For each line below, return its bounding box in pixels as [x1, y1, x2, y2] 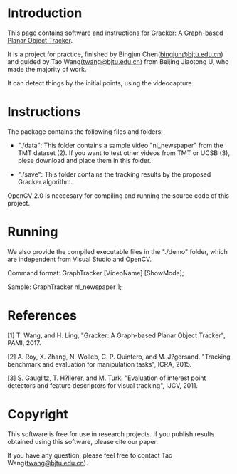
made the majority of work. [7, 65, 87, 73]
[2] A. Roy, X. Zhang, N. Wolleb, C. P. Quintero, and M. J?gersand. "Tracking [7, 352, 231, 361]
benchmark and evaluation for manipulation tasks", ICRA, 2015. [7, 359, 192, 368]
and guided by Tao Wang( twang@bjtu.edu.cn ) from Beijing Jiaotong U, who [7, 57, 229, 65]
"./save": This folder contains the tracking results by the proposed [17, 169, 211, 179]
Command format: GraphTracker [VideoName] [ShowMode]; [7, 268, 184, 277]
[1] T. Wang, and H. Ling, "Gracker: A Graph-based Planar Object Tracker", [7, 331, 226, 339]
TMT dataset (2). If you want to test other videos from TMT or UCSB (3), [17, 148, 230, 157]
